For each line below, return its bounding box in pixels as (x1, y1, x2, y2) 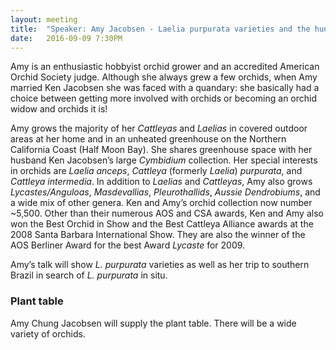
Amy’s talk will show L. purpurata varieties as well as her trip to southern (10, 259, 310, 271)
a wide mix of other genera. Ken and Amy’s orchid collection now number (10, 197, 313, 209)
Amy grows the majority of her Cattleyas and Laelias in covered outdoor (10, 122, 308, 135)
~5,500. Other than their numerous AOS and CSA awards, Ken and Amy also (10, 207, 324, 220)
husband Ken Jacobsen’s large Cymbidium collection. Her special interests (10, 154, 318, 166)
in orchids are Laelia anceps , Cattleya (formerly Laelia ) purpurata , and (10, 165, 303, 177)
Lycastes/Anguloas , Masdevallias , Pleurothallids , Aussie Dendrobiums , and (10, 186, 321, 198)
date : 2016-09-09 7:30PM (10, 33, 123, 43)
